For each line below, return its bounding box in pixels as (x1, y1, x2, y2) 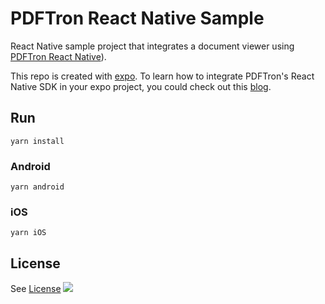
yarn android (10, 182, 65, 192)
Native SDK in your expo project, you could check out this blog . (10, 80, 272, 92)
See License (10, 283, 62, 295)
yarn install (10, 136, 65, 146)
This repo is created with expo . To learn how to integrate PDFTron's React (10, 70, 315, 82)
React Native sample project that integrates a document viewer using (10, 40, 295, 52)
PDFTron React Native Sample (10, 7, 265, 30)
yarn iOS (10, 228, 47, 238)
